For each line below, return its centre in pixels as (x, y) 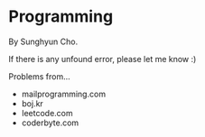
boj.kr (33, 103)
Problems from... (40, 76)
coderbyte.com (50, 123)
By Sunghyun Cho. (43, 41)
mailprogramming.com (63, 94)
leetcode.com (47, 113)
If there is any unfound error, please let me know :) (102, 59)
